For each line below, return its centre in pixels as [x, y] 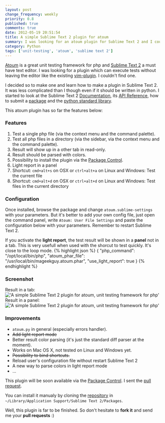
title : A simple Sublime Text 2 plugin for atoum [57, 37]
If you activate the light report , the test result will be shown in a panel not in [82, 240]
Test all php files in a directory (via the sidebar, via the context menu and [86, 139]
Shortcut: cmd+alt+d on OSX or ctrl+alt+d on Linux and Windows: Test [84, 181]
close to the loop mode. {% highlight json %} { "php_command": [70, 251]
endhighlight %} [21, 266]
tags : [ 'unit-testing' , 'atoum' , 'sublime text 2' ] [59, 51]
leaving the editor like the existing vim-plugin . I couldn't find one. [71, 75]
